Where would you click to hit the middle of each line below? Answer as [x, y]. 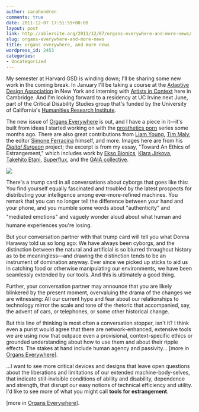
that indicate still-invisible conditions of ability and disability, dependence [96, 379]
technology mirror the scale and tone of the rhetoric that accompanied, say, [99, 305]
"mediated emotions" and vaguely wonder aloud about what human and [94, 216]
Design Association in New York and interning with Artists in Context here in [99, 91]
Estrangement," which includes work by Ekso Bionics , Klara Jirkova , [89, 153]
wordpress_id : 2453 [30, 51]
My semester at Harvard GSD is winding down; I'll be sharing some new [94, 78]
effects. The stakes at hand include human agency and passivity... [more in [98, 348]
